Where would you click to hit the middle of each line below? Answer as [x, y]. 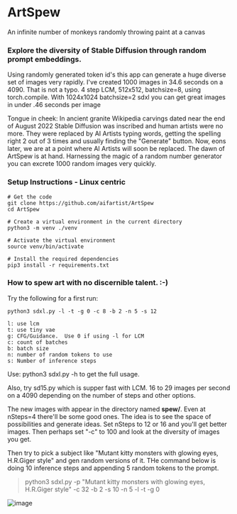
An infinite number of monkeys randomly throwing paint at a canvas [106, 32]
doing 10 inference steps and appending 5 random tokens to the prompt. [113, 468]
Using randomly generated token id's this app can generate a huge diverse [117, 74]
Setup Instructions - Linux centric [67, 182]
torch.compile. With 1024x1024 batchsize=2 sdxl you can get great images [116, 97]
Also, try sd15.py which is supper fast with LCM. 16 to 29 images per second [119, 388]
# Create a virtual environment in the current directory [95, 222]
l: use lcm [23, 323]
